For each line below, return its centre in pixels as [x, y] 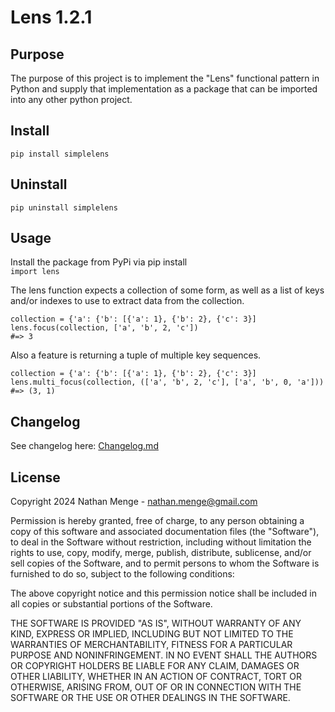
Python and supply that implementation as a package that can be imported [164, 89]
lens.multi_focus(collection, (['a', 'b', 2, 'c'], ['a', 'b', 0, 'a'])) [167, 382]
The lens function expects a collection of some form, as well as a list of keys [167, 290]
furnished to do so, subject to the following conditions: [122, 574]
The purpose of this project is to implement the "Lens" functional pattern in [165, 78]
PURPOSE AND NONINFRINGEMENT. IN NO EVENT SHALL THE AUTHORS [164, 655]
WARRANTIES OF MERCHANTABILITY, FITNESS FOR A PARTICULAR [151, 645]
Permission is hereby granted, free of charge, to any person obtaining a [157, 521]
